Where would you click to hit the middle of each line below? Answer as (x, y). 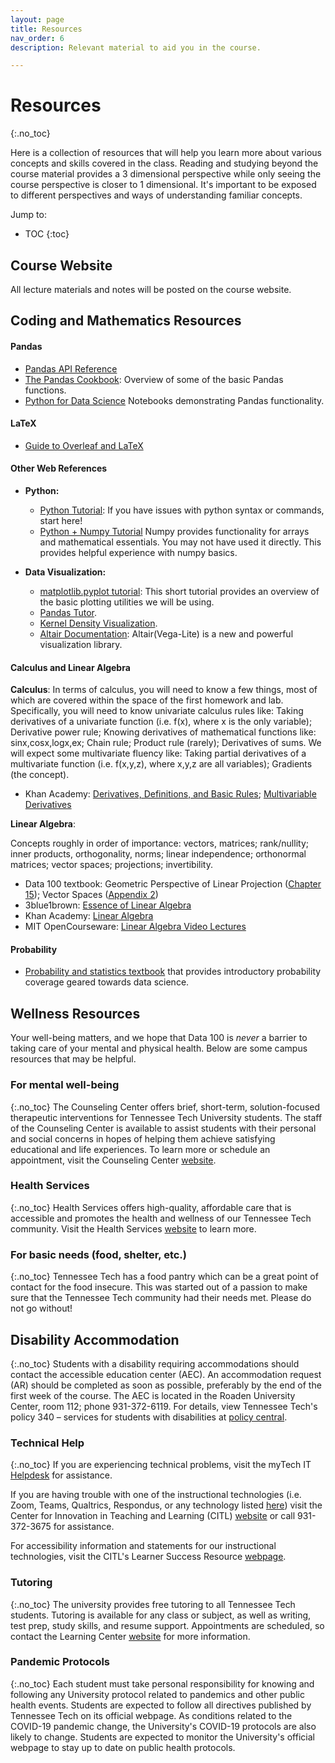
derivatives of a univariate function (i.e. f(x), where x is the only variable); (161, 722)
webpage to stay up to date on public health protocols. (123, 1747)
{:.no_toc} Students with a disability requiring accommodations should (155, 1363)
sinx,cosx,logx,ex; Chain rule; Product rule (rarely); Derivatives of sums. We (166, 743)
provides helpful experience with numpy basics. (138, 552)
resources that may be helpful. (73, 1059)
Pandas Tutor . (68, 612)
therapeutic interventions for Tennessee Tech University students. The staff (166, 1117)
